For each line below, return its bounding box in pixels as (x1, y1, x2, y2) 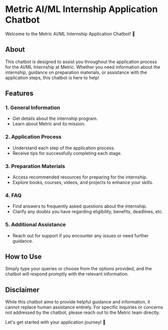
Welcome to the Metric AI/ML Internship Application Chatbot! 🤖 (5, 31, 135, 37)
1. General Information (5, 104, 60, 111)
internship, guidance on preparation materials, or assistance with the (5, 69, 147, 75)
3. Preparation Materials (5, 162, 65, 170)
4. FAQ (5, 192, 22, 199)
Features (5, 89, 34, 98)
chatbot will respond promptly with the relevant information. (5, 271, 129, 277)
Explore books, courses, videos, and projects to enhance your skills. (12, 180, 154, 186)
